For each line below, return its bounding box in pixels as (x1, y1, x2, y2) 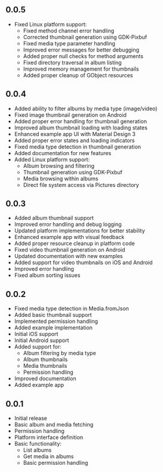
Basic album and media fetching (14, 421, 94, 428)
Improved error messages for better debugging (23, 46, 140, 53)
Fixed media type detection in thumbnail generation (14, 143, 142, 150)
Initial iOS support (14, 331, 59, 338)
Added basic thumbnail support (14, 311, 92, 319)
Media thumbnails (23, 362, 67, 370)
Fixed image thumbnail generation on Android (14, 111, 127, 119)
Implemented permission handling (14, 317, 99, 325)
